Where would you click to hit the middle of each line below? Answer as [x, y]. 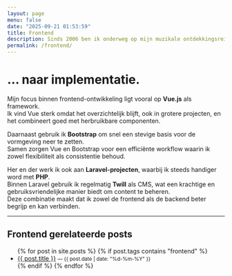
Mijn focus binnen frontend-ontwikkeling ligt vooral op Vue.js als [99, 99]
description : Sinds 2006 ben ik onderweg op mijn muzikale [94, 39]
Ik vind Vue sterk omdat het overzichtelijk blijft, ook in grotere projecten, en [114, 113]
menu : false [24, 20]
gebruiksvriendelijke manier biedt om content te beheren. [89, 191]
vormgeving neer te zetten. [46, 141]
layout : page [26, 13]
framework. [23, 106]
